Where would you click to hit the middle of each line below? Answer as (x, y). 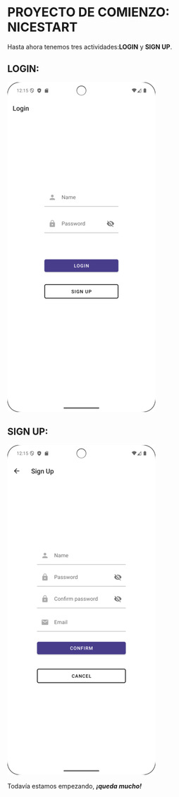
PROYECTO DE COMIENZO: (89, 12)
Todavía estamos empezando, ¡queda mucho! (75, 786)
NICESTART (43, 27)
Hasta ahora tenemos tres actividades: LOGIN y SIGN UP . (90, 47)
